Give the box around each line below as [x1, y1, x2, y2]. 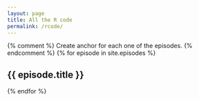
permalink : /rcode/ [7, 23, 64, 30]
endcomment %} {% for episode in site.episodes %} [7, 49, 156, 57]
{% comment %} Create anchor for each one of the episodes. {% [7, 42, 193, 50]
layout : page [7, 10, 45, 17]
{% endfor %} [7, 87, 47, 96]
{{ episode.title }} [7, 69, 84, 80]
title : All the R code [7, 16, 73, 23]
